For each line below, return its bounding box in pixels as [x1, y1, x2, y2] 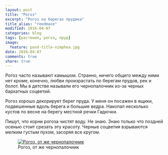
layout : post [5, 7, 33, 13]
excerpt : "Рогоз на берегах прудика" [5, 17, 85, 22]
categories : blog [5, 31, 42, 36]
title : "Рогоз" [5, 12, 37, 17]
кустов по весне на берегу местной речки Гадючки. [5, 109, 118, 115]
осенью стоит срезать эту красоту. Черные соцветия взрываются [5, 124, 148, 130]
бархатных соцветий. [5, 88, 51, 94]
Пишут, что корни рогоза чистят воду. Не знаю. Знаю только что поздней [5, 118, 163, 124]
